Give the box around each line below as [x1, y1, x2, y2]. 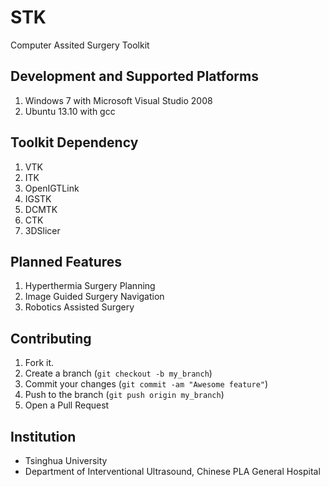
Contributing [10, 330, 92, 347]
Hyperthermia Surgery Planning [24, 280, 156, 292]
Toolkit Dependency [10, 134, 139, 151]
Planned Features [10, 253, 123, 270]
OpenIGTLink [24, 182, 80, 194]
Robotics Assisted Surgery [24, 301, 135, 313]
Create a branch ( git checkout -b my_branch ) [24, 367, 213, 380]
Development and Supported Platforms [10, 68, 259, 85]
